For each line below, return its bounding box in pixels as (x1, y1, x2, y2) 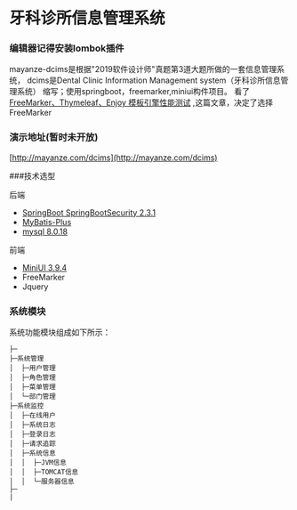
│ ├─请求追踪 (9, 440, 56, 449)
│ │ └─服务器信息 (9, 477, 75, 486)
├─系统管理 (9, 354, 44, 363)
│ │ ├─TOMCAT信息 (9, 468, 79, 477)
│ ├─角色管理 (9, 373, 56, 383)
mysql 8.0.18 (21, 226, 68, 237)
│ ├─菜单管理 (9, 383, 56, 392)
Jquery (21, 281, 49, 292)
